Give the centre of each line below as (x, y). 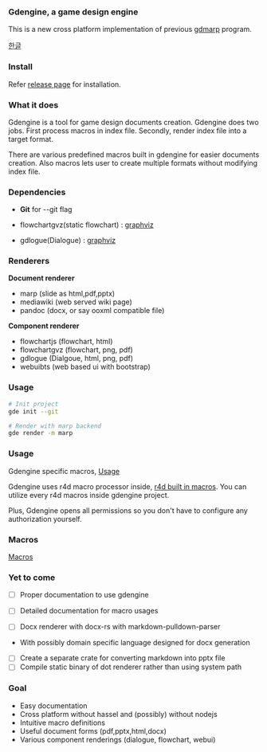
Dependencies (37, 192)
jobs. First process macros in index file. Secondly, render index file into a (128, 131)
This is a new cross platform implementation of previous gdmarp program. (130, 29)
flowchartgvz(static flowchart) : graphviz (86, 225)
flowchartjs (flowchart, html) (66, 342)
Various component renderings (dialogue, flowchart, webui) (118, 739)
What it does (33, 104)
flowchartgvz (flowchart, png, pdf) (76, 350)
